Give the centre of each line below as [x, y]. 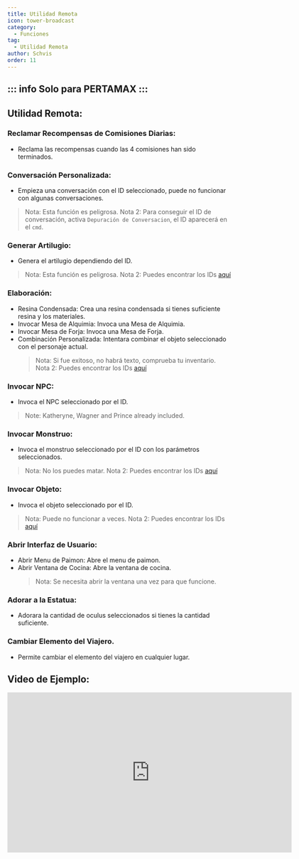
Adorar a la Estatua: [42, 600]
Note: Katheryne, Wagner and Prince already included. [104, 416]
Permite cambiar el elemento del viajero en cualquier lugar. [104, 657]
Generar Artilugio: [39, 246]
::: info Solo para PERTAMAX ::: [78, 89]
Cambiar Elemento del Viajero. [61, 641]
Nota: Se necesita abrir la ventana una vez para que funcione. [126, 581]
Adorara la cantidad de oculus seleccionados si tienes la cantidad [114, 616]
